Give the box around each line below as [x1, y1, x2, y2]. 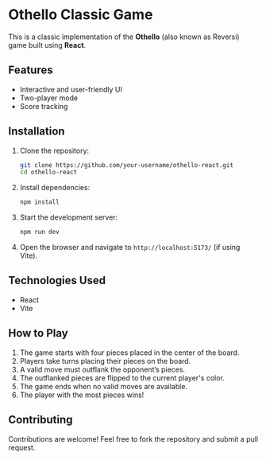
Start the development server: [19, 212, 118, 222]
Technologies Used [8, 274, 106, 287]
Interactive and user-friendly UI [19, 84, 123, 94]
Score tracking [19, 101, 68, 111]
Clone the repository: [19, 146, 90, 155]
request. [8, 442, 36, 452]
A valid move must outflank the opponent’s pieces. [19, 364, 185, 374]
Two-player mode [19, 93, 78, 103]
